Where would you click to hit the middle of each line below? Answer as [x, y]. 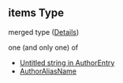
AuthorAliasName [48, 71]
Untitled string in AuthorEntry [67, 62]
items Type [36, 13]
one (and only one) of [43, 47]
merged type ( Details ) [44, 32]
